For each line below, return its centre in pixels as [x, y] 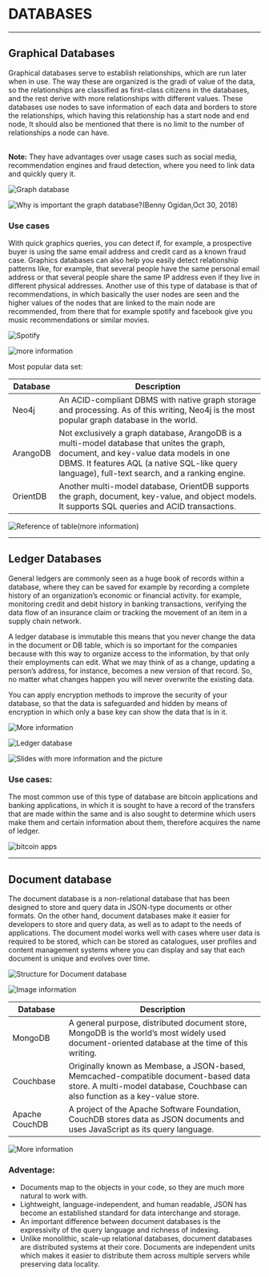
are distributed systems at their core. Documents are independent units [137, 1247]
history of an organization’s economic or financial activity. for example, [125, 595]
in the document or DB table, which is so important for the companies [123, 645]
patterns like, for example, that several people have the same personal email [134, 269]
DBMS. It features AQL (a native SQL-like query [148, 463]
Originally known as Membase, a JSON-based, [157, 1066]
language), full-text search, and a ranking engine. [152, 473]
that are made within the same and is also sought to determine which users [132, 814]
